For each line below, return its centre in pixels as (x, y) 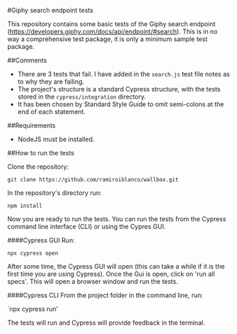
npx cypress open (33, 253)
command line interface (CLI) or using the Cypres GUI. (87, 227)
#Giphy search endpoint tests (50, 10)
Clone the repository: (38, 167)
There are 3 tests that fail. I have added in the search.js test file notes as (123, 74)
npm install (25, 206)
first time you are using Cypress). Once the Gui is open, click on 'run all (111, 274)
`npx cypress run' (33, 309)
